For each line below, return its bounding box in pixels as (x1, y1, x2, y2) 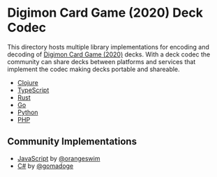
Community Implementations (7, 136, 137, 148)
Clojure (17, 78, 38, 86)
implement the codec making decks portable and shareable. (7, 65, 180, 73)
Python (17, 108, 38, 116)
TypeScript (17, 86, 50, 94)
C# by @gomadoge (17, 162, 74, 170)
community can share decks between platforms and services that (7, 57, 196, 66)
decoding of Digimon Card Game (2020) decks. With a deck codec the (7, 50, 211, 59)
